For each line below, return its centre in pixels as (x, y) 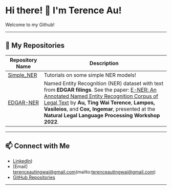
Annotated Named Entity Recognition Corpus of (101, 96)
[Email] (20, 166)
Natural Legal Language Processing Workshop (102, 115)
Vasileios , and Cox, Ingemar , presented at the (99, 109)
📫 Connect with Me (38, 146)
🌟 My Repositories (35, 46)
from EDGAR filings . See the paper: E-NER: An (100, 90)
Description (104, 63)
